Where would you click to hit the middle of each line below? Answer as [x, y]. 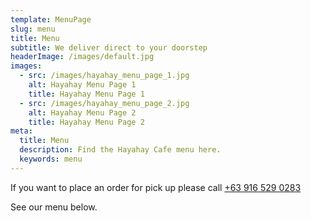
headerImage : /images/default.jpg [82, 57]
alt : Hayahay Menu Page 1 [82, 85]
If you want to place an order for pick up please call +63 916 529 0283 [156, 187]
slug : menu [33, 29]
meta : [21, 131]
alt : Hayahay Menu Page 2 [82, 112]
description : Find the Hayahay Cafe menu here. [120, 150]
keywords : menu [51, 159]
